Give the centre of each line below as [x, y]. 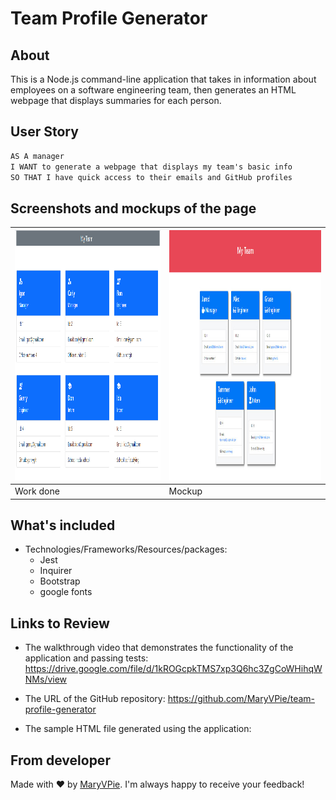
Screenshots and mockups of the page [133, 208]
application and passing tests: [86, 658]
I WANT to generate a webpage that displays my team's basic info [151, 167]
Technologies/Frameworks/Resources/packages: [126, 549]
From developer [60, 760]
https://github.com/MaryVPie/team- [241, 699]
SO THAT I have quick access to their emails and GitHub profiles [151, 177]
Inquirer [56, 571]
